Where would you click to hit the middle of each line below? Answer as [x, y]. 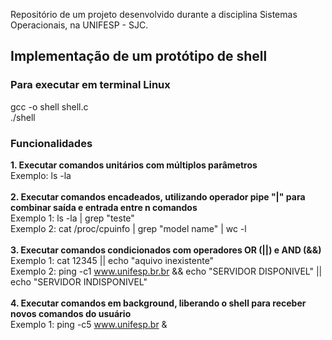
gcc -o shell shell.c [49, 106]
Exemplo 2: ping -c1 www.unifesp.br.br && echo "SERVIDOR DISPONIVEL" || [166, 271]
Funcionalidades [51, 143]
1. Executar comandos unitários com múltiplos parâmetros [134, 165]
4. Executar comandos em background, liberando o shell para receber [158, 303]
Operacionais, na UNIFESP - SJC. [79, 25]
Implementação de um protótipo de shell [139, 56]
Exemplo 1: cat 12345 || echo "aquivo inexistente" [112, 260]
